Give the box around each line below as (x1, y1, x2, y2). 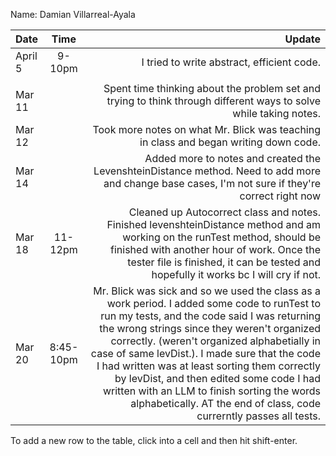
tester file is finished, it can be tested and (127, 255, 321, 269)
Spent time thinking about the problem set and (103, 82, 321, 95)
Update (284, 32, 321, 46)
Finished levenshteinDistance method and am (106, 218, 321, 231)
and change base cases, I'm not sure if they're (103, 177, 321, 190)
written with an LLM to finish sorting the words (102, 384, 321, 398)
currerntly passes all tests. (196, 409, 321, 423)
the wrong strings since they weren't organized (99, 322, 321, 335)
